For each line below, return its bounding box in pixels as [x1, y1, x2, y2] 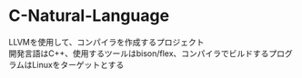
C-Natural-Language [8, 5, 170, 26]
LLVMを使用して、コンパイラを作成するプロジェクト [8, 36, 206, 47]
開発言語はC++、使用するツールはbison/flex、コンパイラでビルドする [8, 47, 269, 59]
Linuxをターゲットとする [32, 59, 125, 70]
